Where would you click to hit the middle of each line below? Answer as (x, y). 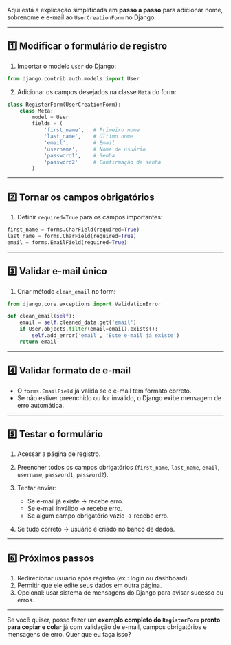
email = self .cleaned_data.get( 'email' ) (78, 322)
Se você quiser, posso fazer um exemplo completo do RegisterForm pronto (114, 620)
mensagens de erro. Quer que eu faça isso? (69, 635)
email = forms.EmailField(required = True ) (67, 242)
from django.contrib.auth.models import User (73, 78)
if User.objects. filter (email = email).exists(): (89, 329)
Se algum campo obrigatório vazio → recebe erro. (98, 516)
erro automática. (40, 405)
